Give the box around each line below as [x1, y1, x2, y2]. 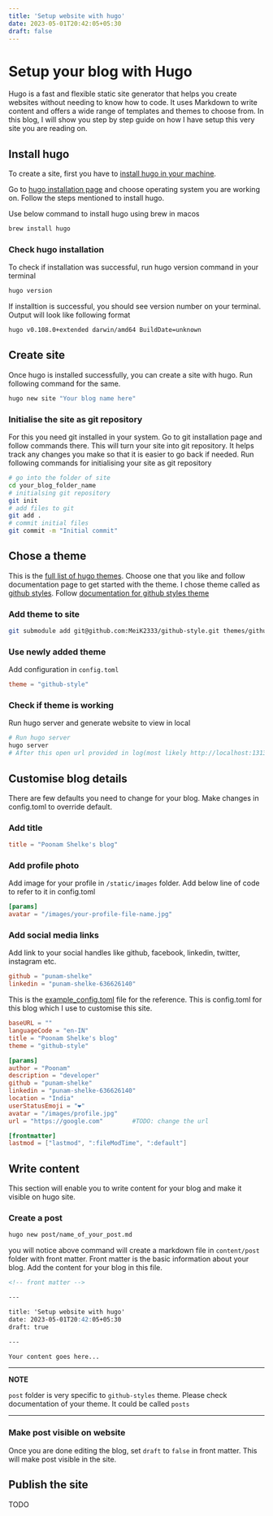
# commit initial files [8, 519, 89, 527]
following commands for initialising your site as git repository [8, 458, 212, 468]
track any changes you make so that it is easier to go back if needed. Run [8, 449, 254, 460]
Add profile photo [8, 860, 80, 872]
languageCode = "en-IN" [8, 1027, 89, 1035]
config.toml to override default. [8, 802, 112, 811]
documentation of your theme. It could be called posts [8, 1399, 190, 1409]
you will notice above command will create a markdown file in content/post [8, 1246, 260, 1256]
